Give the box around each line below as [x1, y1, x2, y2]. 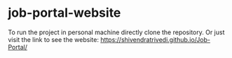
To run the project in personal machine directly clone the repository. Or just [8, 28, 225, 36]
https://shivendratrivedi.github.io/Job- [100, 35, 211, 43]
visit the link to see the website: [8, 35, 99, 43]
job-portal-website [8, 5, 121, 21]
